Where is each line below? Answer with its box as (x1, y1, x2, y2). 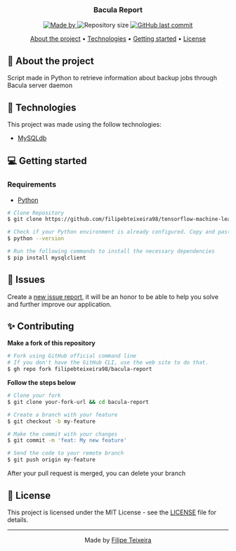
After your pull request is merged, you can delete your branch (7, 469, 186, 478)
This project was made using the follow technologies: (7, 120, 162, 128)
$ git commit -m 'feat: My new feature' (7, 437, 128, 444)
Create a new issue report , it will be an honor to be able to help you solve (7, 292, 219, 300)
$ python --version (7, 235, 65, 242)
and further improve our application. (7, 300, 112, 308)
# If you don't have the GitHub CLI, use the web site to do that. (7, 359, 209, 367)
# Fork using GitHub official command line (7, 353, 137, 360)
